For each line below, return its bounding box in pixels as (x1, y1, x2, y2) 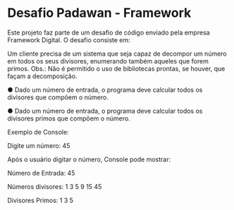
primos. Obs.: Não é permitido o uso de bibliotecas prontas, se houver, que (7, 64, 226, 73)
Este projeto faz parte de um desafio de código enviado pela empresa (7, 28, 210, 37)
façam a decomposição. (7, 72, 78, 80)
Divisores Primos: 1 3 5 (7, 196, 74, 204)
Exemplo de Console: (7, 128, 69, 136)
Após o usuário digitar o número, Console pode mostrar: (7, 155, 171, 163)
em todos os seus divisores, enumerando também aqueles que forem (7, 56, 209, 65)
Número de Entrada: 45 (7, 168, 75, 177)
